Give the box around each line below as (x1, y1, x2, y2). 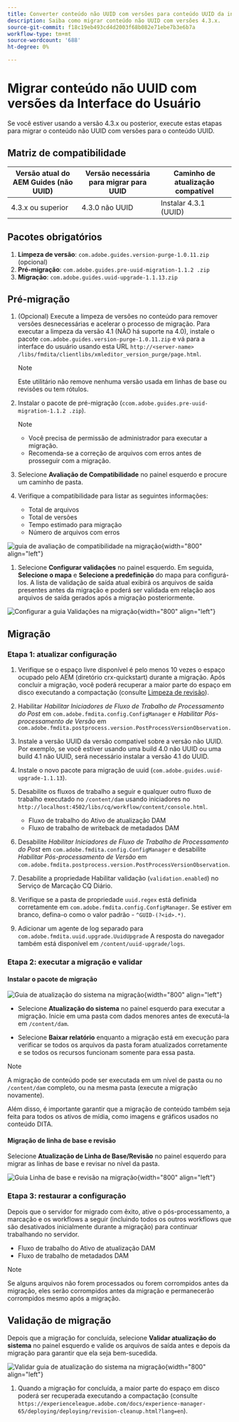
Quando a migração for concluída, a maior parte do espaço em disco (17, 1384, 220, 1392)
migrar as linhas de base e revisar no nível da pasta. (7, 1160, 160, 1168)
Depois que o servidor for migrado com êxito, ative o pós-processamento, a (7, 1207, 230, 1216)
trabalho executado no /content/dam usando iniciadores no (17, 795, 191, 804)
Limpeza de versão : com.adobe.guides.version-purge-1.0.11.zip (17, 250, 210, 258)
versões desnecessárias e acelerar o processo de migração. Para (17, 319, 211, 328)
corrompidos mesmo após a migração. (7, 1294, 121, 1302)
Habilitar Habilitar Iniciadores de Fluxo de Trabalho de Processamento (17, 702, 225, 711)
